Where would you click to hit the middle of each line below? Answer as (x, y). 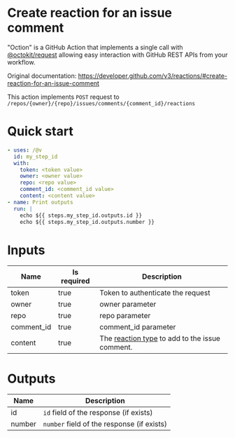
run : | (23, 208)
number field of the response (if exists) (105, 424)
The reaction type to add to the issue (160, 338)
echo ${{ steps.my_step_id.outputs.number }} (87, 222)
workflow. (21, 62)
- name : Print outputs (40, 202)
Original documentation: (42, 76)
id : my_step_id (36, 157)
